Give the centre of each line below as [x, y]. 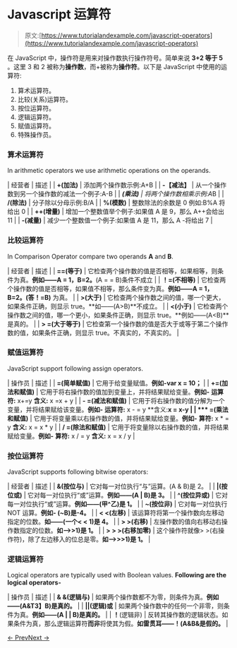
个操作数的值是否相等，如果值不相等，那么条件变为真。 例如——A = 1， [110, 288]
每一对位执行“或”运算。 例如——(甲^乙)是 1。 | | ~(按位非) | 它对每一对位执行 [117, 504]
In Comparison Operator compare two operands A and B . [91, 256]
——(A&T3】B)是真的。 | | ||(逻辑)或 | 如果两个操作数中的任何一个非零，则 [115, 606]
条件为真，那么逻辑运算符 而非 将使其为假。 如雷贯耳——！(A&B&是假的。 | [121, 624]
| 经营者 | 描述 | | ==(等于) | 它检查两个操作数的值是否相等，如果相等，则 [113, 271]
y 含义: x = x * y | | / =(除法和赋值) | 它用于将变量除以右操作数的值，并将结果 [118, 427]
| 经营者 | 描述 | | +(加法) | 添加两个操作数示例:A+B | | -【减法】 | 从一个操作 [117, 185]
